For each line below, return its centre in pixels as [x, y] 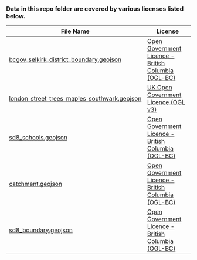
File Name [75, 31]
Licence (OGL [167, 102]
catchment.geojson [36, 184]
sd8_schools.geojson [38, 138]
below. [16, 16]
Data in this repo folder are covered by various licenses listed [95, 9]
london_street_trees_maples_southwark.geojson [75, 99]
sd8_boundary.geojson [41, 230]
